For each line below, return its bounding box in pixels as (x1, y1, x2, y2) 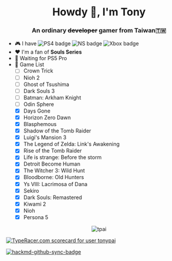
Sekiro (23, 187, 39, 194)
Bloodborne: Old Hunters (23, 174, 84, 181)
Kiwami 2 (23, 200, 47, 207)
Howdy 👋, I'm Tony (52, 5, 146, 19)
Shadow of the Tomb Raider (23, 127, 91, 134)
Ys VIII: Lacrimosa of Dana (23, 180, 88, 187)
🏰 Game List (14, 61, 44, 68)
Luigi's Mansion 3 (23, 134, 67, 141)
